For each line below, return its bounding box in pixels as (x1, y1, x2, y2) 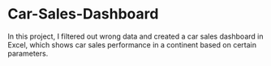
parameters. (7, 48, 49, 58)
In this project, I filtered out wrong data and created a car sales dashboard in (7, 31, 264, 41)
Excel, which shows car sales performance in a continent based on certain (7, 39, 257, 49)
